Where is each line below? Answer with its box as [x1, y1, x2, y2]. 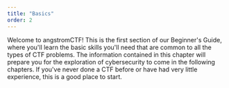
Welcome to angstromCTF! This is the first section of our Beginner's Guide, [7, 35, 222, 44]
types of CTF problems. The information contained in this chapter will [7, 50, 206, 59]
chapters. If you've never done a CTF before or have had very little [7, 65, 198, 73]
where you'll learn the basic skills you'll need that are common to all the [7, 43, 212, 51]
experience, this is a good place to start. [7, 72, 123, 80]
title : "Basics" [7, 10, 54, 17]
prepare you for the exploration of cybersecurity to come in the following [7, 58, 215, 66]
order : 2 [7, 17, 33, 24]
